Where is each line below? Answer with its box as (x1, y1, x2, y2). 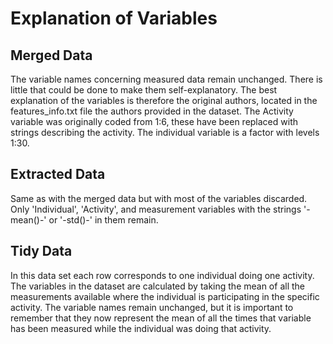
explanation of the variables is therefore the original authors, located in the (10, 95, 318, 106)
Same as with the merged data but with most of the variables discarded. (10, 192, 308, 204)
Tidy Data (10, 243, 73, 260)
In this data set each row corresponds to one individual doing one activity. (10, 269, 315, 281)
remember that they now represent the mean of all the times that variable (10, 312, 312, 324)
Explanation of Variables (10, 7, 218, 30)
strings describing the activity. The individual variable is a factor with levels (10, 127, 320, 138)
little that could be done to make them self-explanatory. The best (10, 84, 278, 96)
